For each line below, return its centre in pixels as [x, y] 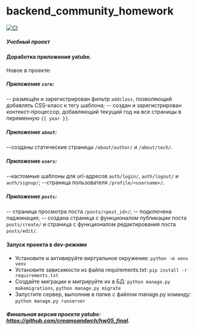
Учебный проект [28, 42]
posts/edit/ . [22, 231]
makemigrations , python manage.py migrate [68, 288]
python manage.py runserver [50, 301]
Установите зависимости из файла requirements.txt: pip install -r [101, 270]
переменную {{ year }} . [38, 118]
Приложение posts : [32, 196]
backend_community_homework [90, 11]
